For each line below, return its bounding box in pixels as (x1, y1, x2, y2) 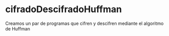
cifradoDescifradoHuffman (5, 4, 122, 15)
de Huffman (5, 25, 31, 31)
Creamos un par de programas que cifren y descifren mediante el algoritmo (5, 20, 164, 26)
